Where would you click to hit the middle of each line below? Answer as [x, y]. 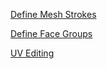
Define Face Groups [51, 33]
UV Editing [32, 53]
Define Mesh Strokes [53, 14]
